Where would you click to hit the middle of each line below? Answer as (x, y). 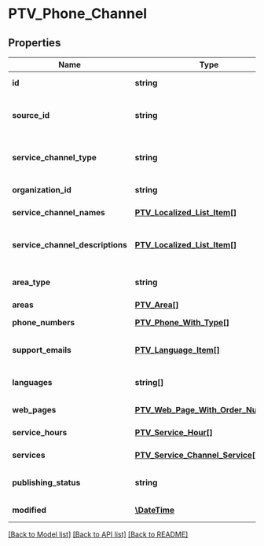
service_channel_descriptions (70, 245)
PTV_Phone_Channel (78, 14)
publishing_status (46, 482)
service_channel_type (54, 158)
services (29, 455)
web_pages (34, 410)
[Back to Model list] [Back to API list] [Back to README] (98, 534)
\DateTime (155, 510)
